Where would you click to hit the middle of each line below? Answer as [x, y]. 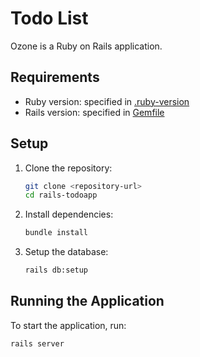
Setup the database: [66, 252]
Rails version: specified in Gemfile [94, 112]
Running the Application [87, 301]
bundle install [56, 233]
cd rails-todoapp [61, 195]
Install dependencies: [69, 214]
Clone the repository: [68, 168]
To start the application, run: [68, 325]
